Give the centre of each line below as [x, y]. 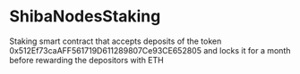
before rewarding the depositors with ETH [86, 60]
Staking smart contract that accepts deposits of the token [116, 41]
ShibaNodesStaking [85, 16]
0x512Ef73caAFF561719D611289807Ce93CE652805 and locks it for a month [150, 50]
